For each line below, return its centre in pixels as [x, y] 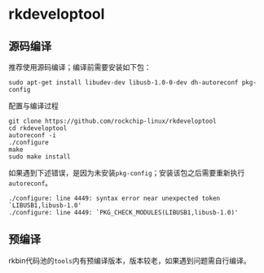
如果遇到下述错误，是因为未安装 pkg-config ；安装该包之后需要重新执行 [127, 173]
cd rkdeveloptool [38, 128]
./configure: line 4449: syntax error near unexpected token [114, 198]
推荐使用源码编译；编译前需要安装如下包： [80, 67]
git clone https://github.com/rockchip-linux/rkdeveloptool [113, 121]
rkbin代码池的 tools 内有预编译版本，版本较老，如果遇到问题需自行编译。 [130, 260]
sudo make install [40, 157]
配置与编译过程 [33, 106]
